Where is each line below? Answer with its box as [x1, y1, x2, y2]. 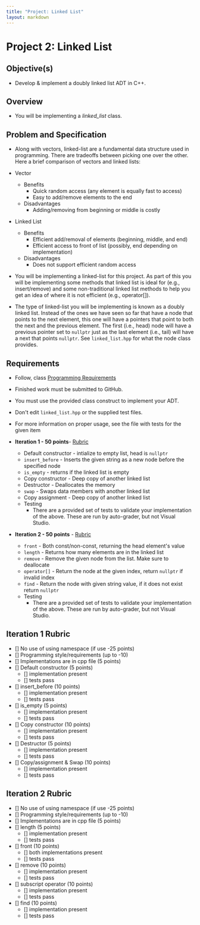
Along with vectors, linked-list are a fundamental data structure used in [14, 145, 189, 152]
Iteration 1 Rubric [6, 629, 70, 639]
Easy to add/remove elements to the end [32, 194, 132, 201]
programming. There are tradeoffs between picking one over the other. [14, 152, 189, 159]
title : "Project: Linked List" [6, 8, 84, 15]
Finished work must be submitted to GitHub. [14, 385, 123, 393]
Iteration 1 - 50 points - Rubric [14, 438, 89, 445]
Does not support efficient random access [32, 261, 136, 268]
